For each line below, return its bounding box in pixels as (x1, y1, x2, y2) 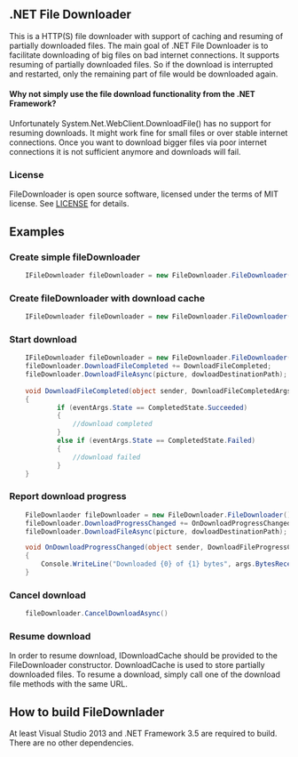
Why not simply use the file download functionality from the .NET (9, 89, 255, 100)
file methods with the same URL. (9, 679, 129, 689)
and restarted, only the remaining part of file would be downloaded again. (9, 68, 278, 79)
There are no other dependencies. (9, 737, 135, 748)
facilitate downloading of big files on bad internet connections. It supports (9, 49, 279, 60)
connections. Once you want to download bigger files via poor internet (9, 137, 268, 148)
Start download (9, 333, 77, 345)
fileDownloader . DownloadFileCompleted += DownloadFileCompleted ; (25, 362, 272, 371)
